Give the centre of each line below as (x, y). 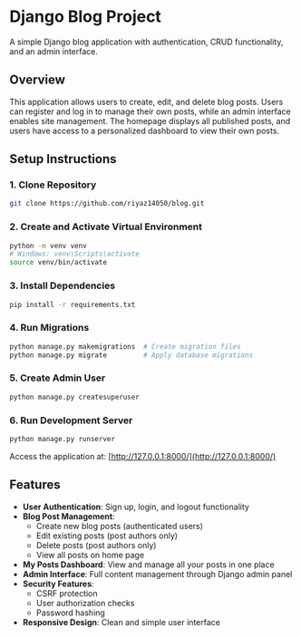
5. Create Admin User (58, 378)
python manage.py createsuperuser (75, 397)
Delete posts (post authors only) (96, 545)
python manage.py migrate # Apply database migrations (131, 355)
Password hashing (71, 613)
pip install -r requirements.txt (73, 304)
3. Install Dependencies (63, 285)
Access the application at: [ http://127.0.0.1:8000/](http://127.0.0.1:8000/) (143, 456)
